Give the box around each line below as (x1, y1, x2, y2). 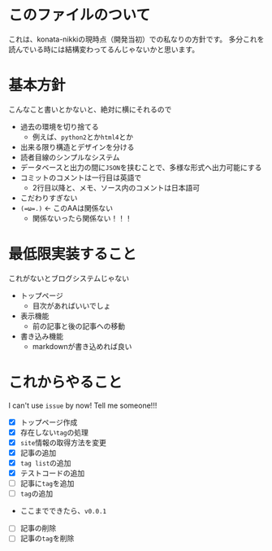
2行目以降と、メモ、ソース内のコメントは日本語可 (32, 182, 201, 192)
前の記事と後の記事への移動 (32, 321, 126, 330)
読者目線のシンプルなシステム (19, 152, 120, 162)
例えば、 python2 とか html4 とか (32, 132, 134, 142)
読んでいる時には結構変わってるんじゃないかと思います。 (8, 44, 200, 54)
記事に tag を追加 (19, 479, 75, 488)
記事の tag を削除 (19, 533, 75, 544)
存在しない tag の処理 (19, 427, 89, 437)
